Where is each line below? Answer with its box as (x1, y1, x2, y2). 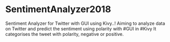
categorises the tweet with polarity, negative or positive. (5, 31, 124, 37)
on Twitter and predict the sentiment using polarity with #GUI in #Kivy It (5, 25, 157, 31)
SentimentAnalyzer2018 (5, 4, 111, 15)
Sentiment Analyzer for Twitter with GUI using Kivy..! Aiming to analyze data (5, 20, 165, 26)
